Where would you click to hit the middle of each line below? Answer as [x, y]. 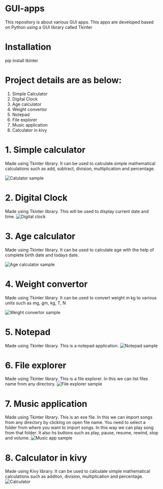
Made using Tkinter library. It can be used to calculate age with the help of [80, 250]
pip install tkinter [22, 60]
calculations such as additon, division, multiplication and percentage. [74, 476]
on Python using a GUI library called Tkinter [49, 27]
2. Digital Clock [36, 198]
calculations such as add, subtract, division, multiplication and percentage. [80, 169]
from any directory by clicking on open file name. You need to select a [75, 423]
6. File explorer [36, 365]
